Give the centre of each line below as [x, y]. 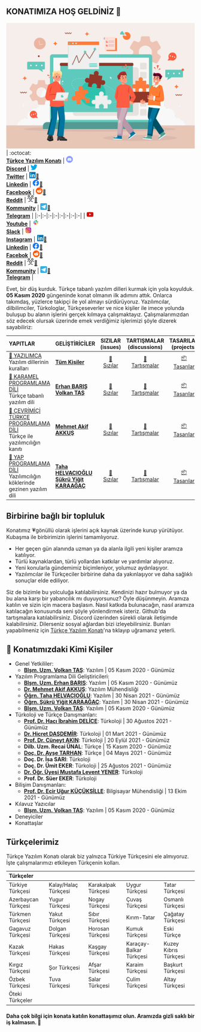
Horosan [99, 929]
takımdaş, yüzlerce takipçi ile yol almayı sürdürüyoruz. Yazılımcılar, [88, 302]
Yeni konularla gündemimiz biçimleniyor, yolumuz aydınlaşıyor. [92, 568]
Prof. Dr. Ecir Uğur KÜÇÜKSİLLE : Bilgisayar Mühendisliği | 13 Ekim [105, 791]
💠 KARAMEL [24, 377]
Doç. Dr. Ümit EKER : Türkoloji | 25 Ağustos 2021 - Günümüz [98, 766]
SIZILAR [111, 341]
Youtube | [19, 224]
